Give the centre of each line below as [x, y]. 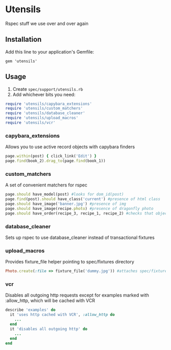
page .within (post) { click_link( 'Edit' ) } [51, 156]
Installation [23, 39]
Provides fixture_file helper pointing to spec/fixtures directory [70, 262]
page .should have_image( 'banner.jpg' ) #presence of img [66, 204]
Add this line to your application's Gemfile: [50, 51]
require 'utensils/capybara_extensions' [49, 104]
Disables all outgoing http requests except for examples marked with [77, 295]
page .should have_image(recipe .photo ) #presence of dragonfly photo [79, 208]
